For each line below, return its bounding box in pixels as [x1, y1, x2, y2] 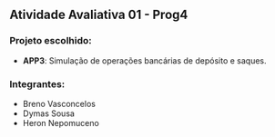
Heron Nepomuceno [22, 117, 100, 128]
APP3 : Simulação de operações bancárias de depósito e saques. [22, 54, 267, 66]
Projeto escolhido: [9, 34, 93, 47]
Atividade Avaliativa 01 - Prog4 [9, 7, 188, 23]
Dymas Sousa [22, 108, 76, 119]
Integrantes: [9, 77, 66, 90]
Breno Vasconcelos [22, 98, 96, 109]
